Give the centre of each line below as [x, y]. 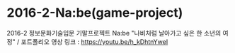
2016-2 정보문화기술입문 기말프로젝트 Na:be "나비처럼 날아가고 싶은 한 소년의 [114, 33]
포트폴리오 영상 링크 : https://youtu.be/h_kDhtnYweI [94, 41]
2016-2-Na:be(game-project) [95, 13]
